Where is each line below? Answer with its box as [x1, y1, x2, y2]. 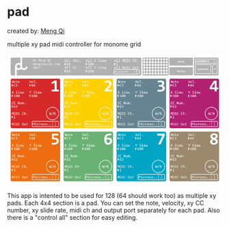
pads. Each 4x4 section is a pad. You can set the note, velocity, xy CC [7, 199, 204, 207]
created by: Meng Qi [7, 27, 65, 35]
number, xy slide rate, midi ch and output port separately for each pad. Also [7, 206, 220, 214]
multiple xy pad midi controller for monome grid [7, 40, 142, 48]
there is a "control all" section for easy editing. [7, 214, 138, 222]
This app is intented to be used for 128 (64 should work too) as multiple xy [7, 192, 217, 200]
